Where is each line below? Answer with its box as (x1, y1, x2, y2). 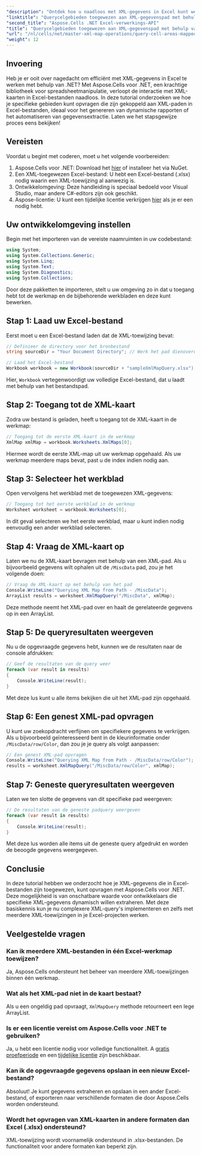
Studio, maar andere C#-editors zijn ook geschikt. (14, 189, 138, 196)
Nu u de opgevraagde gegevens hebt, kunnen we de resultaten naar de (6, 643, 182, 650)
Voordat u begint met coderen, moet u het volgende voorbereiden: (6, 152, 170, 159)
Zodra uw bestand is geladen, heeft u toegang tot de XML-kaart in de (6, 416, 177, 423)
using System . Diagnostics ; (6, 269, 74, 276)
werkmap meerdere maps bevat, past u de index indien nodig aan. (6, 456, 169, 464)
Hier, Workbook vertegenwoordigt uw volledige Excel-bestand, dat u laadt (6, 376, 185, 383)
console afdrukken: (6, 649, 54, 656)
